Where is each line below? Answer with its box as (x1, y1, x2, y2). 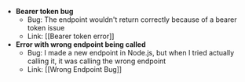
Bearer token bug (15, 7, 74, 16)
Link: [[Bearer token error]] (27, 31, 115, 41)
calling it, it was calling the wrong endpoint (27, 56, 166, 66)
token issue (27, 23, 65, 32)
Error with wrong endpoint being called (15, 40, 147, 49)
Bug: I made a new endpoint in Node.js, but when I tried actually (27, 48, 235, 57)
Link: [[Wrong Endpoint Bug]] (27, 65, 122, 73)
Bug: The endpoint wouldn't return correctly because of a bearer (27, 15, 237, 24)
